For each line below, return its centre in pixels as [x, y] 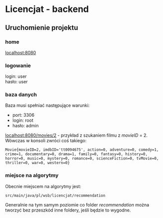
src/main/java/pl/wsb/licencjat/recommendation [55, 196]
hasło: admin [25, 126]
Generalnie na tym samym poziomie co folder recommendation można [77, 205]
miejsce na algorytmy [32, 176]
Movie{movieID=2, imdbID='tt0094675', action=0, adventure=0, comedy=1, [82, 150]
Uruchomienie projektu [42, 28]
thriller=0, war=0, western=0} [38, 163]
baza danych [21, 95]
